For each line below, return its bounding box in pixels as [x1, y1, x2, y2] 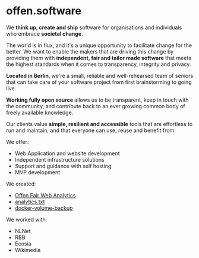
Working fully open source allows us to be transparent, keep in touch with [6, 96, 189, 103]
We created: [6, 180, 36, 187]
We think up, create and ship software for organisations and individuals [6, 24, 182, 31]
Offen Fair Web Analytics [14, 191, 76, 199]
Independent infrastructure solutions [14, 156, 105, 163]
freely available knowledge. [6, 109, 74, 116]
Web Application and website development [14, 150, 120, 157]
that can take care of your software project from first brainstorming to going [6, 78, 192, 86]
